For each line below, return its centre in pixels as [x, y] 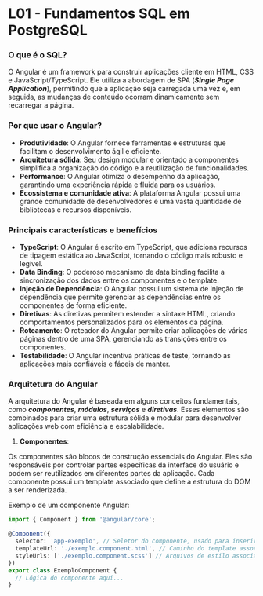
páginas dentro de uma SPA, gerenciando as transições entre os [123, 339]
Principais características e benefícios [83, 230]
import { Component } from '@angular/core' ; [82, 520]
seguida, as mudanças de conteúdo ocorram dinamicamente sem [114, 97]
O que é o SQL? [38, 55]
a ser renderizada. [38, 490]
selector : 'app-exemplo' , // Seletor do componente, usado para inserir [136, 541]
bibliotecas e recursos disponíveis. [75, 210]
